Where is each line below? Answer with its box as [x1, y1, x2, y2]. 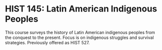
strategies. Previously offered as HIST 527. [5, 39, 90, 45]
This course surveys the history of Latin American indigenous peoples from [5, 29, 156, 35]
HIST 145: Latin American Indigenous [5, 3, 157, 14]
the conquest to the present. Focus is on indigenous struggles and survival [5, 35, 154, 40]
